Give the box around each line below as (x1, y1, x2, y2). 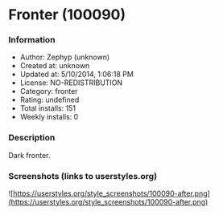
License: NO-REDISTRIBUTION (19, 78, 123, 87)
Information (8, 34, 56, 46)
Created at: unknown (19, 61, 90, 71)
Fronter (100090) (8, 6, 126, 24)
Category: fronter (19, 87, 78, 96)
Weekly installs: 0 (19, 112, 79, 122)
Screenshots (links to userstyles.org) (8, 170, 158, 181)
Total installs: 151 (19, 103, 76, 113)
